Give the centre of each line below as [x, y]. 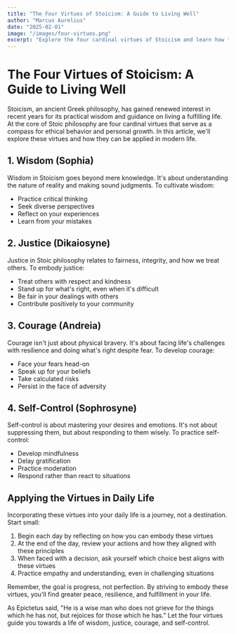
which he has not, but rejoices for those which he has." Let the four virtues [115, 616]
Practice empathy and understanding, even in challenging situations [116, 574]
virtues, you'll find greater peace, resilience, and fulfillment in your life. [110, 595]
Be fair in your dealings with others [68, 296]
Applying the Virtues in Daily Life [81, 498]
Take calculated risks [48, 378]
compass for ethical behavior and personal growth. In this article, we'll [109, 131]
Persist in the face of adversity [62, 386]
